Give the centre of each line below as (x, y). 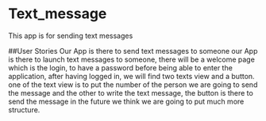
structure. (24, 110)
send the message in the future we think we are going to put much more (126, 101)
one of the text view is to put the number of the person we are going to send (133, 85)
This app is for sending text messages (71, 36)
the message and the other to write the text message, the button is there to (131, 93)
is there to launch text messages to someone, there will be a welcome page (132, 59)
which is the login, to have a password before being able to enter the (120, 67)
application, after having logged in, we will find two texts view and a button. (132, 76)
